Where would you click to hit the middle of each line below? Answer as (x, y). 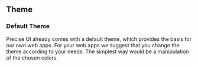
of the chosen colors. (32, 57)
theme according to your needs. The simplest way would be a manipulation (98, 51)
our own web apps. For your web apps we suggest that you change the (93, 45)
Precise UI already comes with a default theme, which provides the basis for (99, 39)
